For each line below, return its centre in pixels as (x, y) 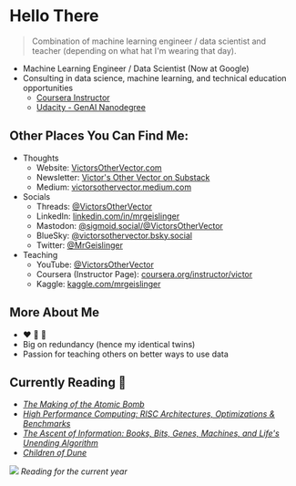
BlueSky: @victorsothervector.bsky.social (114, 235)
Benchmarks (46, 424)
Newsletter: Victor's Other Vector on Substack (123, 177)
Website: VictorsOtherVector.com (99, 167)
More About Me (55, 312)
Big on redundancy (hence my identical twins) (109, 344)
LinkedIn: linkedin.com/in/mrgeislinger (108, 216)
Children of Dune (55, 453)
